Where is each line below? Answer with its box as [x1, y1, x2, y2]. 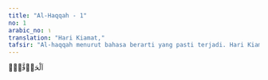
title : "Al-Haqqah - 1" [8, 11, 88, 20]
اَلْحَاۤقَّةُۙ [8, 63, 44, 72]
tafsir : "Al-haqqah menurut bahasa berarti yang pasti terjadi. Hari [8, 41, 245, 49]
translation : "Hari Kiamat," [8, 33, 105, 42]
